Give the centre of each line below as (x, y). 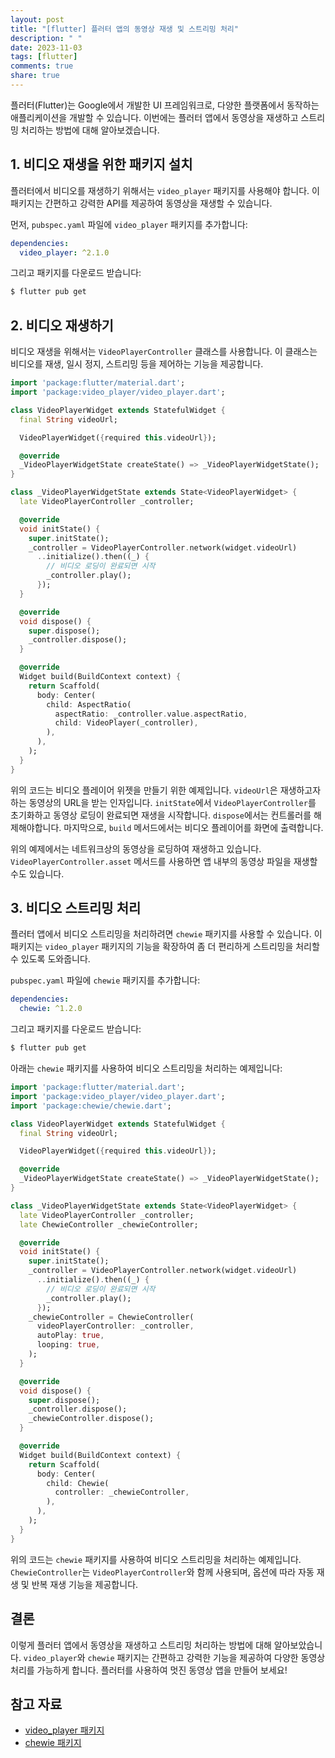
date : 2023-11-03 (46, 47)
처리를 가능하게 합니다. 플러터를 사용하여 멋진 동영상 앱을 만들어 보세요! (149, 1670)
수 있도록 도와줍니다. (50, 959)
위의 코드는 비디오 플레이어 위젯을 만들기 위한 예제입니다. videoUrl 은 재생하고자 (166, 790)
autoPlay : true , (70, 1336)
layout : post (37, 19)
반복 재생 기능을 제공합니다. (85, 1584)
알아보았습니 (298, 1645)
